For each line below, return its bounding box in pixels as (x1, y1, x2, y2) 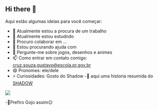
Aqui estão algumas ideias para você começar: (5, 18, 102, 24)
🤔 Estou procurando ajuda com (12, 43, 77, 50)
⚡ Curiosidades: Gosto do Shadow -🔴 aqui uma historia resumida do (12, 73, 153, 79)
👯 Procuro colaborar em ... (12, 38, 67, 44)
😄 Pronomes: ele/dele (12, 67, 59, 73)
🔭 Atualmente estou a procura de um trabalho (12, 28, 107, 34)
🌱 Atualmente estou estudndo (12, 33, 74, 39)
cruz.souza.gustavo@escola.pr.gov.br (12, 62, 91, 68)
